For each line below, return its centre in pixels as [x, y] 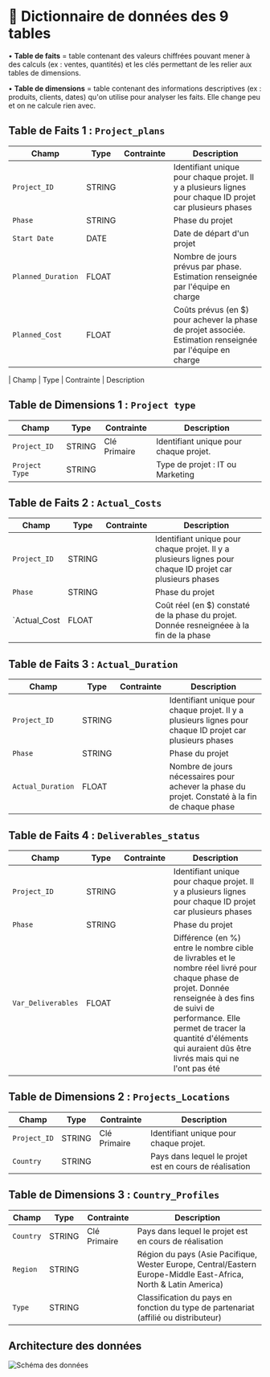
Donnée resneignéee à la [202, 625]
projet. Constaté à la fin [213, 797]
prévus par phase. [207, 266]
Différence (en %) [207, 938]
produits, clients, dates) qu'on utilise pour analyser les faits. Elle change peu [135, 96]
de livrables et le [204, 958]
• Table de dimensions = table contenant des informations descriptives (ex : [135, 88]
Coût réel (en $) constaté [203, 605]
